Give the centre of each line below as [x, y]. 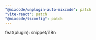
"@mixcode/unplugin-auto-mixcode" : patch [48, 10]
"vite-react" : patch [26, 14]
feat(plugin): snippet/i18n [31, 33]
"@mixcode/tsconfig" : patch [34, 19]
